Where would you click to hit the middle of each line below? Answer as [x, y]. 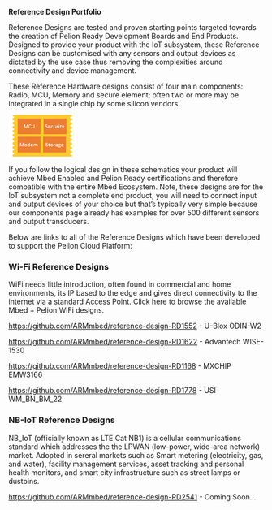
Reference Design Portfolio [55, 12]
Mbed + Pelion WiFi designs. [56, 310]
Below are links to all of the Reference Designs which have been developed [134, 237]
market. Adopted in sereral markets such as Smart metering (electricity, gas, [136, 455]
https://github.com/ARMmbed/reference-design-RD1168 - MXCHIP [120, 366]
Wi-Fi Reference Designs [59, 266]
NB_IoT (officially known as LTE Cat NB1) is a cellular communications [125, 438]
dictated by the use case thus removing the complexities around [116, 62]
